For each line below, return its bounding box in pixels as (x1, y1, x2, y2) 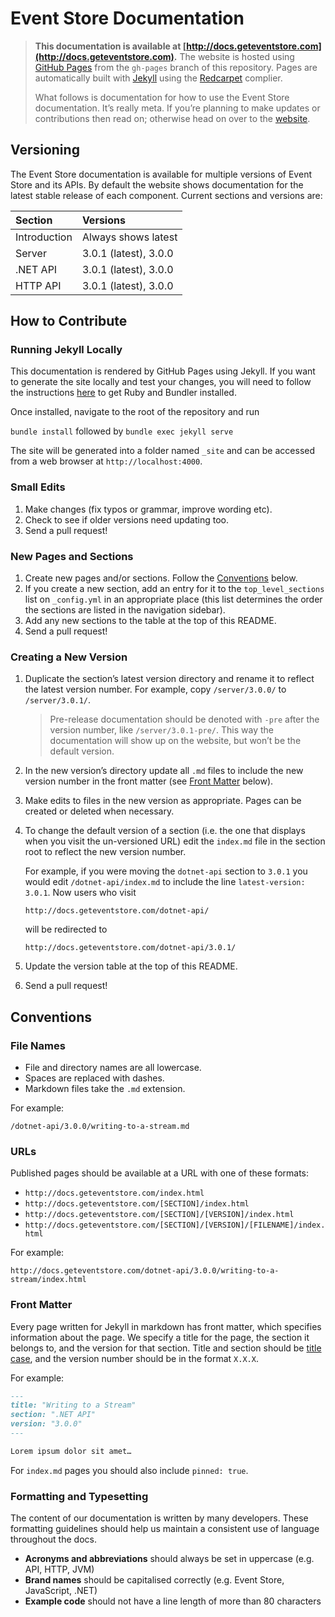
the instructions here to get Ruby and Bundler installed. (10, 387, 237, 399)
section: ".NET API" (10, 1410, 97, 1420)
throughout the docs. (10, 1533, 97, 1546)
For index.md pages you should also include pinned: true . (10, 1464, 249, 1476)
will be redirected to (24, 923, 108, 936)
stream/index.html (10, 1275, 87, 1285)
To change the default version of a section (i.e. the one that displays (24, 825, 306, 837)
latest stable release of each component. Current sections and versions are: (10, 189, 323, 201)
